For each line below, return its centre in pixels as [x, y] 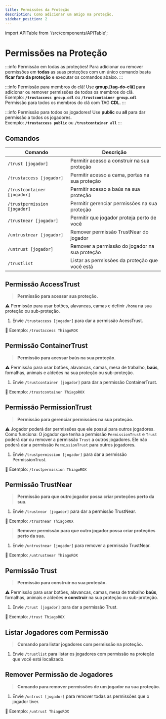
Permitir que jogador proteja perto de [113, 218]
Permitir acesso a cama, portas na [110, 175]
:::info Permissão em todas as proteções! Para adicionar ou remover [74, 67]
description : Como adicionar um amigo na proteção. [59, 14]
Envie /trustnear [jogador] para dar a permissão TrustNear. [74, 511]
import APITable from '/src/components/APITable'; [56, 33]
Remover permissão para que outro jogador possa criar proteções [86, 531]
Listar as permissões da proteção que [114, 261]
